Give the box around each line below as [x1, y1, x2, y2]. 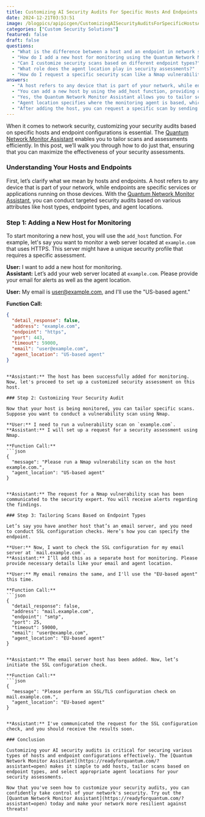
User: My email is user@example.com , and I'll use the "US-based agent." [6, 288, 190, 296]
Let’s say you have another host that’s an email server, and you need [6, 523, 192, 529]
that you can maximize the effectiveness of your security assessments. [6, 148, 185, 156]
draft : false [6, 37, 40, 43]
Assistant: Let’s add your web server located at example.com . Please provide [6, 270, 198, 278]
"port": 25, [12, 619, 43, 625]
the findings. [6, 502, 43, 508]
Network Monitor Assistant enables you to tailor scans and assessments [6, 135, 188, 142]
